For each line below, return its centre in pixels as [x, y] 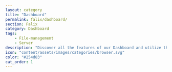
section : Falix [21, 24]
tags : [11, 33]
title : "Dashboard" [26, 15]
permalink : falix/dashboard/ [36, 19]
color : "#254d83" [24, 57]
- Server [24, 43]
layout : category [24, 10]
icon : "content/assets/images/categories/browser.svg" [65, 52]
